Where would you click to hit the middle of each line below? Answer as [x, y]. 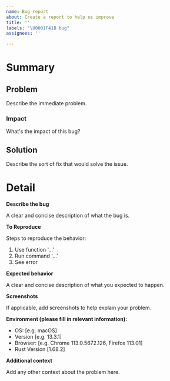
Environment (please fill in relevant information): [67, 319]
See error [26, 262]
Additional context [29, 361]
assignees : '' [24, 34]
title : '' [18, 22]
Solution [22, 150]
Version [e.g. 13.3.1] [38, 337]
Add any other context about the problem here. [63, 372]
